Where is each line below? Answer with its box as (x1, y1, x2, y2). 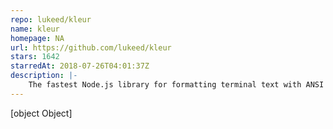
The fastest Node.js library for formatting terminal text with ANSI (28, 80, 325, 90)
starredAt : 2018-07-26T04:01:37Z (10, 61, 150, 71)
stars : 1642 (10, 52, 60, 62)
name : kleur (10, 24, 60, 34)
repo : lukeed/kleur (10, 14, 92, 25)
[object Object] (10, 107, 73, 119)
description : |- (10, 71, 78, 81)
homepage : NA (10, 33, 65, 43)
